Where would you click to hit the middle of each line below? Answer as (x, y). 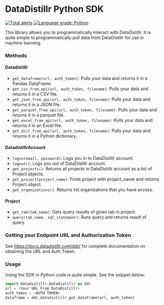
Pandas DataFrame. (32, 84)
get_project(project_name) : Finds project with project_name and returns (86, 179)
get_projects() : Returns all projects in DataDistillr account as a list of (82, 169)
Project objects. (28, 174)
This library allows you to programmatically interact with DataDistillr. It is (78, 32)
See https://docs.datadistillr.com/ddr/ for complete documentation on (75, 246)
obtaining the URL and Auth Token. (41, 251)
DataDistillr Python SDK (55, 9)
